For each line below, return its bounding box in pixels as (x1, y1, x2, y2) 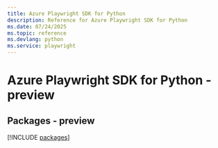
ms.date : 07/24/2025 (7, 23, 67, 30)
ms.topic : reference (7, 29, 67, 37)
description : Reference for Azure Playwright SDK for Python (7, 17, 188, 24)
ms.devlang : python (7, 36, 64, 43)
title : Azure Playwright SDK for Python (7, 10, 126, 17)
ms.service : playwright (7, 42, 76, 49)
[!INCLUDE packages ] (7, 133, 70, 141)
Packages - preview (7, 115, 95, 126)
